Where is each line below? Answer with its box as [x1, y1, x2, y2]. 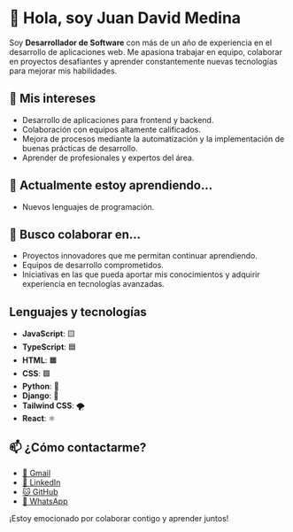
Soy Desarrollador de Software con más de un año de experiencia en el [9, 37, 273, 48]
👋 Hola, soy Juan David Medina [9, 8, 242, 28]
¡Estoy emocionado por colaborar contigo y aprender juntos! [9, 513, 229, 523]
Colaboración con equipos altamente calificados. [21, 124, 202, 135]
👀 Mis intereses [9, 91, 96, 106]
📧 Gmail [21, 468, 51, 478]
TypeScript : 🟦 [21, 342, 77, 352]
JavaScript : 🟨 [21, 328, 76, 339]
